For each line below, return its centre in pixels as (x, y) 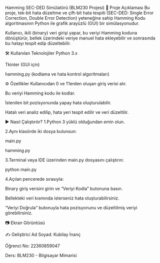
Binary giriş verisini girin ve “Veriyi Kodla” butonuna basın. (64, 189)
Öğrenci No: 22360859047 (32, 246)
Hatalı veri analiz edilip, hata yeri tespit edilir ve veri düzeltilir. (67, 112)
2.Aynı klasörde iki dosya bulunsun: (41, 131)
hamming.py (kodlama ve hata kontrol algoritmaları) (57, 74)
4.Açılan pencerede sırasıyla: (34, 179)
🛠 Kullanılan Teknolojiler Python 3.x (41, 53)
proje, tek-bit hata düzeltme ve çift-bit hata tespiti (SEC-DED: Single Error (80, 13)
